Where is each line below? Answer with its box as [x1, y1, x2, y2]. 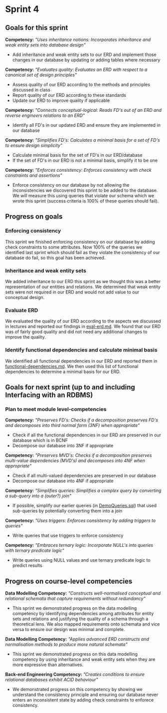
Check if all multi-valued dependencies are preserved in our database [12, 473, 156, 479]
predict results [12, 563, 42, 569]
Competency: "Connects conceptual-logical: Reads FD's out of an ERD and [5, 107, 162, 113]
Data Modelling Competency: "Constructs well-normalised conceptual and [5, 590, 161, 596]
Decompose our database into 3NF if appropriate [12, 443, 114, 449]
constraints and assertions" [5, 172, 62, 178]
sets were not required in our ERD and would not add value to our [5, 289, 140, 295]
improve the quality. [5, 334, 46, 340]
